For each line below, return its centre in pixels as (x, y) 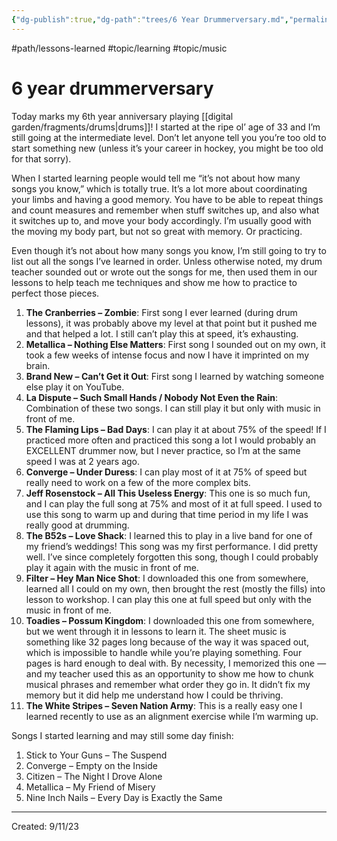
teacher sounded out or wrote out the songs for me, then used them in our (164, 272)
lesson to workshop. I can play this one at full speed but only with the (168, 599)
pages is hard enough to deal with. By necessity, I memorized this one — (176, 663)
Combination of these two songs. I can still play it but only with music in (173, 408)
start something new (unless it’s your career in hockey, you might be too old (167, 148)
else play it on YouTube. (75, 387)
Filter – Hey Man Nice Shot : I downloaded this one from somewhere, (167, 578)
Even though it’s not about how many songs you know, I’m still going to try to (169, 250)
